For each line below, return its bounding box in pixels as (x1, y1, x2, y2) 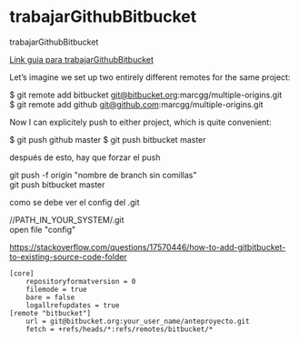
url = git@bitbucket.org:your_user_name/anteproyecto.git (25, 317, 250, 326)
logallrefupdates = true (25, 300, 120, 310)
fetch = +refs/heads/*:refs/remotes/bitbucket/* (25, 325, 214, 334)
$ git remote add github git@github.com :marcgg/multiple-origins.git (9, 98, 264, 110)
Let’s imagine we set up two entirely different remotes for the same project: (9, 71, 291, 83)
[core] (9, 268, 35, 278)
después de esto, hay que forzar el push (9, 152, 161, 163)
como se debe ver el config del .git (9, 196, 140, 207)
